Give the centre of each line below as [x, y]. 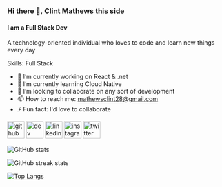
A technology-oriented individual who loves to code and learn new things [111, 43]
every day [21, 50]
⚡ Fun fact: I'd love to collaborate [64, 109]
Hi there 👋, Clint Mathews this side [66, 11]
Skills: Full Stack [30, 63]
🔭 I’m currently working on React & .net [73, 77]
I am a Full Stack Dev [37, 27]
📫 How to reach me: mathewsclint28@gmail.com [88, 99]
